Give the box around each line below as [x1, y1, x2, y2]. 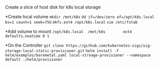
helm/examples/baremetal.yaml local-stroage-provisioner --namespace [5, 53, 151, 58]
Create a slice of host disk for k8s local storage [5, 4, 101, 10]
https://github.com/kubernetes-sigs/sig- [65, 43, 152, 48]
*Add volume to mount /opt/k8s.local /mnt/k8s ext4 [5, 29, 132, 34]
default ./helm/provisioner [5, 57, 63, 62]
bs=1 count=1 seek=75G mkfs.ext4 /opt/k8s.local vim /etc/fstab [5, 20, 138, 25]
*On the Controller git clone [5, 42, 64, 48]
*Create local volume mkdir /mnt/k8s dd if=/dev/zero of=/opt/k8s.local [5, 14, 155, 19]
